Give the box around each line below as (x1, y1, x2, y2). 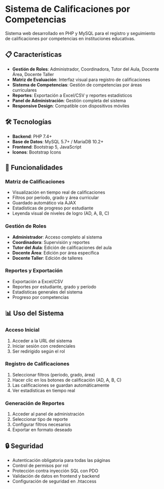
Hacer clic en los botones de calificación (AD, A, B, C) (12, 377, 122, 383)
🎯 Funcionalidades (5, 163, 63, 171)
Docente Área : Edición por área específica (12, 249, 99, 255)
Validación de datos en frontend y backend (12, 473, 100, 479)
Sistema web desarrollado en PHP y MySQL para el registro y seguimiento (5, 30, 156, 36)
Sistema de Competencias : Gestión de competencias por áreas (12, 81, 142, 87)
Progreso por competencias (12, 294, 69, 300)
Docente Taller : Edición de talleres (12, 255, 83, 261)
